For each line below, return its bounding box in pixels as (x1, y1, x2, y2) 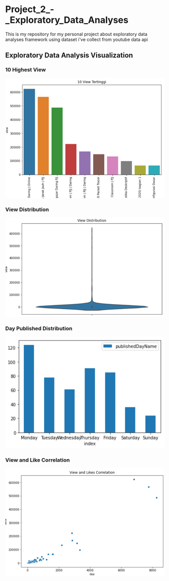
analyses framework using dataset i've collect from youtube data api (5, 36, 148, 43)
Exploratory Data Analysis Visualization (5, 51, 133, 60)
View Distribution (5, 206, 49, 213)
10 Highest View (5, 66, 46, 73)
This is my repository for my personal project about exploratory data (5, 31, 148, 37)
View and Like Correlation (5, 456, 70, 464)
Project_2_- (5, 4, 55, 15)
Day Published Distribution (5, 325, 72, 332)
